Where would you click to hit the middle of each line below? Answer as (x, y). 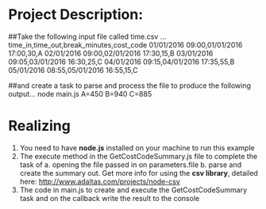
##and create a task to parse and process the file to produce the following (130, 85)
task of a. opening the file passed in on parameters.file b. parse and (131, 165)
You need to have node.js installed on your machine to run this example (137, 147)
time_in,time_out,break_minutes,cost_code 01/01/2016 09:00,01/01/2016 (125, 44)
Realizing (40, 126)
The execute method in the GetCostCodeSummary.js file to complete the (139, 156)
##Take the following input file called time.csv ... (87, 36)
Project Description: (76, 15)
